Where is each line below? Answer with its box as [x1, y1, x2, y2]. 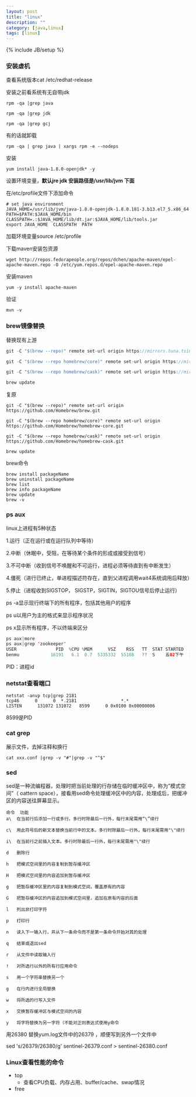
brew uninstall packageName [6, 477, 75, 482]
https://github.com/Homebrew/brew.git [6, 408, 100, 414]
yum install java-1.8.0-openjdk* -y [6, 166, 95, 173]
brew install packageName [6, 471, 69, 477]
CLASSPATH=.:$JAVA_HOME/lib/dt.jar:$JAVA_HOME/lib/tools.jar [6, 217, 158, 223]
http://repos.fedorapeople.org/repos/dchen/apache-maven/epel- [19, 257, 176, 263]
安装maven [6, 273, 33, 280]
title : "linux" [6, 14, 43, 20]
